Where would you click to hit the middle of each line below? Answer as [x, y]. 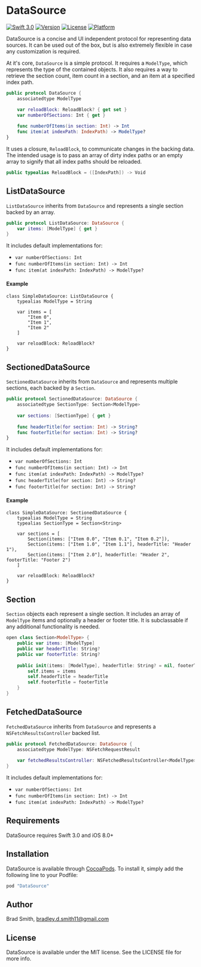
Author [19, 904]
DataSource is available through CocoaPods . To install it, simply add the [95, 868]
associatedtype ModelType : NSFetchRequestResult [79, 749]
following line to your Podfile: [42, 875]
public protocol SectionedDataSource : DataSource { [72, 399]
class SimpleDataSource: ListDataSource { [60, 296]
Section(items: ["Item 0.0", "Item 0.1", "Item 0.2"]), [99, 539]
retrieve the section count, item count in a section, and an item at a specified [100, 76]
